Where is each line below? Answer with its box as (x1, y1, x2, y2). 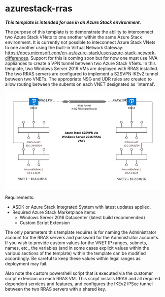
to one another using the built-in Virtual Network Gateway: (5, 44, 124, 50)
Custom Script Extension (19, 220, 70, 225)
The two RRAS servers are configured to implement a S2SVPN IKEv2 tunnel (5, 71, 159, 76)
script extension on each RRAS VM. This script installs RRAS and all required (5, 275, 161, 281)
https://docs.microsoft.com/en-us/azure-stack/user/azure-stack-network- (5, 50, 156, 56)
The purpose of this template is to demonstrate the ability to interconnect (5, 29, 154, 35)
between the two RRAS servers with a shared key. (5, 286, 106, 292)
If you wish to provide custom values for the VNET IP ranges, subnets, (5, 240, 148, 246)
